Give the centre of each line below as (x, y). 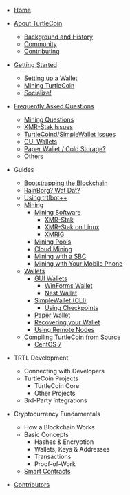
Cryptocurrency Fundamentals (57, 414)
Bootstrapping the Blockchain (66, 183)
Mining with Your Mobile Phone (78, 264)
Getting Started (35, 65)
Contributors (32, 485)
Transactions (53, 456)
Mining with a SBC (60, 256)
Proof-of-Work (55, 464)
